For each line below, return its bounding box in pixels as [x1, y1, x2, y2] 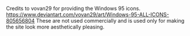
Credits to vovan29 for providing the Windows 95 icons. [6, 5, 141, 12]
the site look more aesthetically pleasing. [6, 23, 105, 30]
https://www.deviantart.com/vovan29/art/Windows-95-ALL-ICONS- [6, 11, 170, 18]
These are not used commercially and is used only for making [36, 17, 185, 24]
